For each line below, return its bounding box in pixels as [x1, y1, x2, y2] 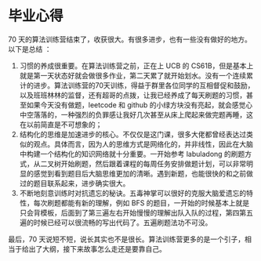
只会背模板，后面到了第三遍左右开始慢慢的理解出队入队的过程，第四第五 [19, 208, 253, 217]
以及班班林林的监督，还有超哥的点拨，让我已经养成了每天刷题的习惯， [19, 90, 247, 100]
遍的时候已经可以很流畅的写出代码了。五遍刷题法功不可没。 [19, 217, 212, 227]
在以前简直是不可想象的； [19, 119, 103, 129]
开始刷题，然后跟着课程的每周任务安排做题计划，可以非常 [60, 158, 247, 169]
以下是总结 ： [8, 44, 52, 53]
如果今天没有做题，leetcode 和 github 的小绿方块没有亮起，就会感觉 [26, 100, 246, 110]
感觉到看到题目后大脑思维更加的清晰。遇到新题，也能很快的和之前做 [33, 169, 253, 178]
